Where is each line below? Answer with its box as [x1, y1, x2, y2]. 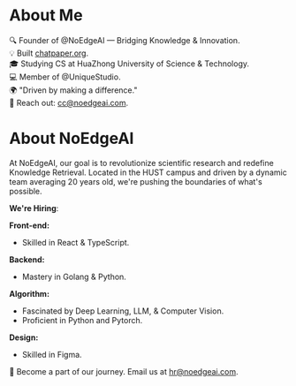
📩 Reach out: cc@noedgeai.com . [9, 97, 129, 108]
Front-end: [9, 220, 50, 231]
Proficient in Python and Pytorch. [21, 314, 143, 325]
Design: [9, 332, 39, 343]
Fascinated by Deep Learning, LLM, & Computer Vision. [21, 306, 224, 316]
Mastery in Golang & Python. [21, 271, 126, 282]
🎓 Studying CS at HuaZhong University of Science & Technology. [9, 58, 250, 69]
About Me [9, 5, 83, 26]
